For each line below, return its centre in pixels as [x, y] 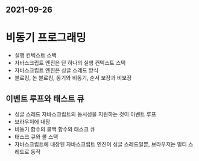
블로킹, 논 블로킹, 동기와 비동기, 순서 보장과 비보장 [73, 78]
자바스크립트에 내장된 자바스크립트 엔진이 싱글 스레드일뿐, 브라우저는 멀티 [101, 144]
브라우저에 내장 [32, 122]
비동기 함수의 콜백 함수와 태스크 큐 [55, 129]
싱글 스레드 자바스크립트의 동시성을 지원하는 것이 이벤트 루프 [85, 114]
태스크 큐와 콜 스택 [36, 137]
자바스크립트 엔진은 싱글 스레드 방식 [56, 70]
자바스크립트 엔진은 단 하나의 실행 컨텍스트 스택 [70, 63]
